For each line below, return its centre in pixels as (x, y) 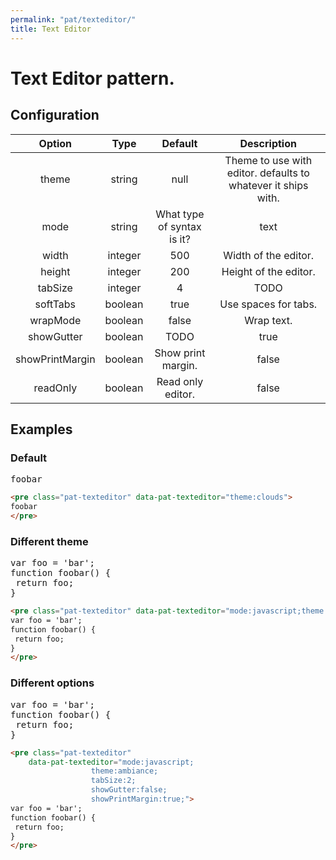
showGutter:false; (129, 790)
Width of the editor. (269, 255)
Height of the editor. (268, 271)
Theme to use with (268, 160)
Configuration (55, 115)
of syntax (180, 226)
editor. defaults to (268, 173)
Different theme (49, 541)
